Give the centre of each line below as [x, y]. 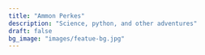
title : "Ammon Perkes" [47, 16]
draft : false [30, 31]
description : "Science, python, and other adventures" [103, 23]
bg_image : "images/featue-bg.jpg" [67, 38]
